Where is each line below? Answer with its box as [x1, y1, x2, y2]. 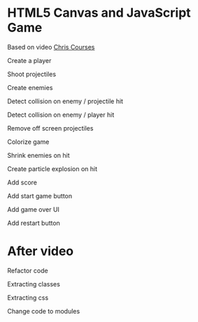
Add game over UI [7, 205, 59, 214]
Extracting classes [7, 279, 61, 288]
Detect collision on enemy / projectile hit [7, 96, 124, 105]
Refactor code [7, 266, 48, 275]
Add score [7, 178, 37, 186]
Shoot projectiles [7, 70, 57, 78]
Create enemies [7, 83, 53, 92]
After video [7, 243, 74, 259]
